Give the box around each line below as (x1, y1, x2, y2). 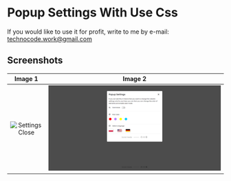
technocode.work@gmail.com (7, 34, 93, 43)
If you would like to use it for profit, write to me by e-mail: (7, 27, 170, 36)
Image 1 (14, 75, 38, 83)
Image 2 (122, 75, 146, 83)
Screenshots (7, 55, 63, 67)
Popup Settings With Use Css (7, 5, 179, 21)
